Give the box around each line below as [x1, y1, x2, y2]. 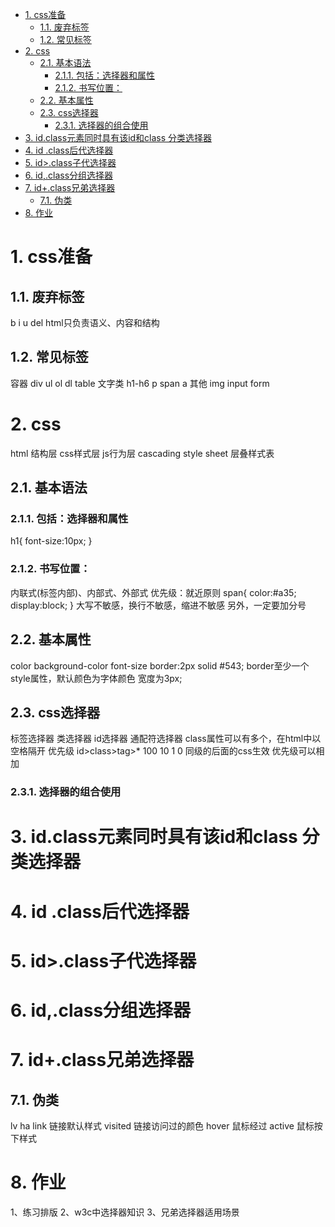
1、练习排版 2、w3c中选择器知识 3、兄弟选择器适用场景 [10, 1206, 240, 1218]
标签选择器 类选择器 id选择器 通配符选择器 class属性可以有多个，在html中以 [10, 733, 322, 745]
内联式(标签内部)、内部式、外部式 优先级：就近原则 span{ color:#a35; [10, 586, 297, 598]
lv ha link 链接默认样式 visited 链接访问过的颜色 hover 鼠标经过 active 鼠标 [10, 1120, 315, 1132]
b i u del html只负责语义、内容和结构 [10, 317, 160, 328]
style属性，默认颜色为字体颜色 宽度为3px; [10, 672, 183, 684]
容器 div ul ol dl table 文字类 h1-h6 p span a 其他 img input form [10, 377, 270, 389]
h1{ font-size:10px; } [10, 535, 93, 547]
